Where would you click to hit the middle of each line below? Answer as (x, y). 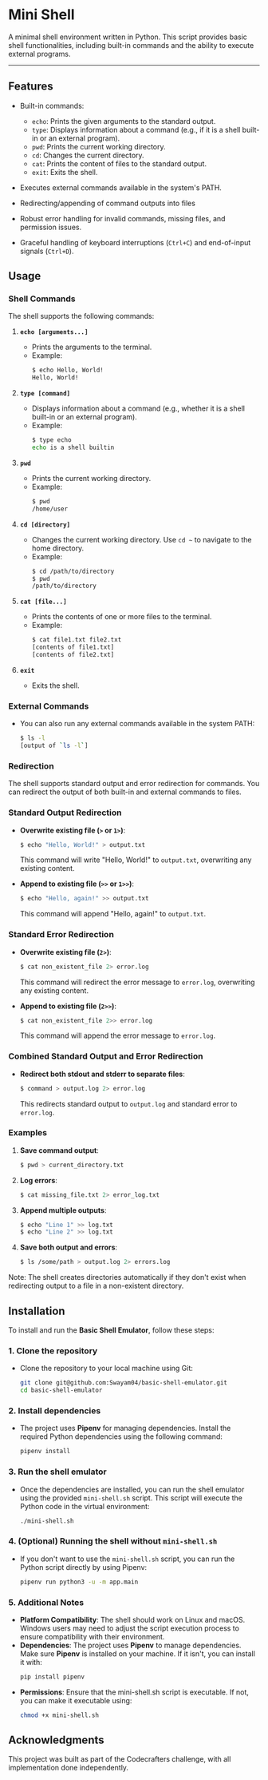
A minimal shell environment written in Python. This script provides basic (128, 37)
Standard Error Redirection (61, 935)
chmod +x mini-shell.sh (59, 1715)
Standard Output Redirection (65, 813)
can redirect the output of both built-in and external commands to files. (125, 792)
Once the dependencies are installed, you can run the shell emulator (132, 1489)
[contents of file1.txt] (73, 648)
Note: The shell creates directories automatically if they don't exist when (127, 1277)
